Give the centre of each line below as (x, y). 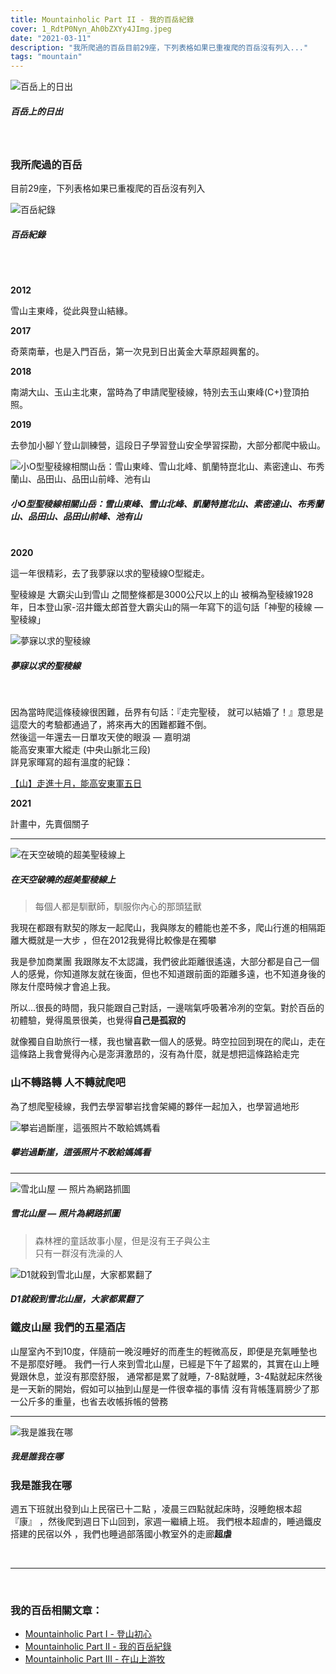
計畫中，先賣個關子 (50, 824)
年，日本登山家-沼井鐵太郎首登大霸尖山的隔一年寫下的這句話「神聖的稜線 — (167, 607)
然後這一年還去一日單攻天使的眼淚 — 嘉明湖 (100, 737)
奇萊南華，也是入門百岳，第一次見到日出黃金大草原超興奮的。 (137, 352)
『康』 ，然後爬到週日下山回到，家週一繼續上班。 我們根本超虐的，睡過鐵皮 (166, 1522)
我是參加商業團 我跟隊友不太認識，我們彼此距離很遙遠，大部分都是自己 (156, 962)
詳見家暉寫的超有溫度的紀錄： (71, 762)
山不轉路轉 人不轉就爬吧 (68, 1083)
